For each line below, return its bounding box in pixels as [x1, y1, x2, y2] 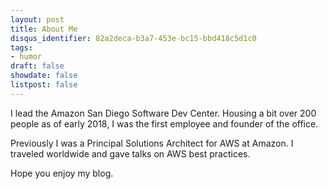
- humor [10, 52, 43, 62]
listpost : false [10, 80, 78, 90]
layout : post [10, 14, 65, 25]
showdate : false [10, 71, 78, 81]
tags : [10, 42, 33, 53]
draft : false [10, 61, 65, 71]
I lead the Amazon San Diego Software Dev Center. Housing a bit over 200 [10, 107, 317, 119]
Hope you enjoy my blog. [10, 167, 114, 179]
